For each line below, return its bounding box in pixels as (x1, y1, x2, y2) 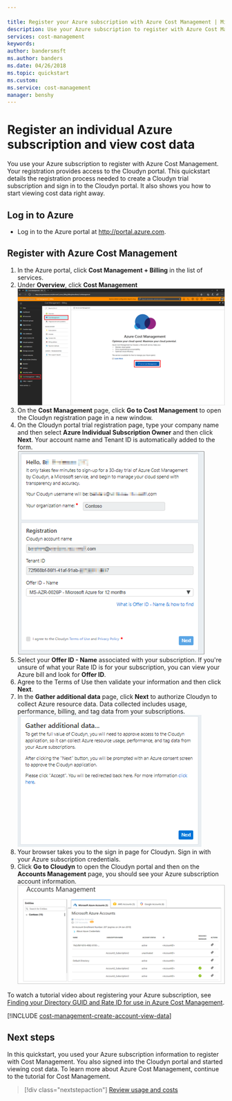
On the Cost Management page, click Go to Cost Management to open (17, 406, 222, 415)
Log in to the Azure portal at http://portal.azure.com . (17, 228, 166, 235)
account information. (17, 877, 77, 885)
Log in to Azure (7, 209, 74, 221)
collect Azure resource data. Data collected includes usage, (17, 700, 188, 708)
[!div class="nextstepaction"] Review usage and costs (23, 1085, 178, 1093)
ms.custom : (7, 77, 39, 84)
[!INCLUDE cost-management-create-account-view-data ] (7, 1011, 172, 1020)
